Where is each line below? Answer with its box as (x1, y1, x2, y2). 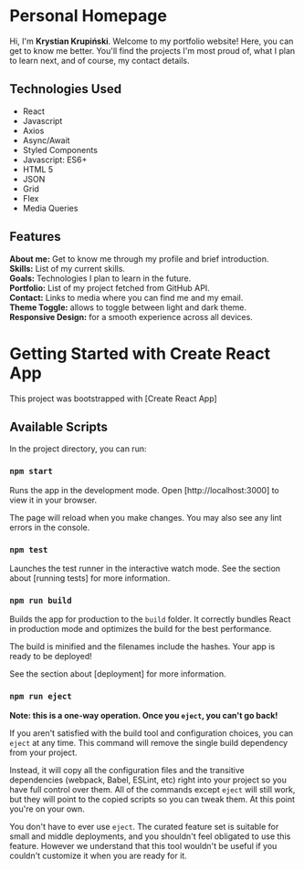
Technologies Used (9, 81, 121, 97)
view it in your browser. (9, 494, 98, 505)
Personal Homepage (9, 5, 167, 26)
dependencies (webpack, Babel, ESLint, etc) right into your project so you (9, 774, 288, 785)
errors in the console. (9, 522, 90, 533)
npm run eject (9, 691, 72, 702)
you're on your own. (9, 803, 85, 814)
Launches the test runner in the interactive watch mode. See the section (9, 563, 281, 574)
